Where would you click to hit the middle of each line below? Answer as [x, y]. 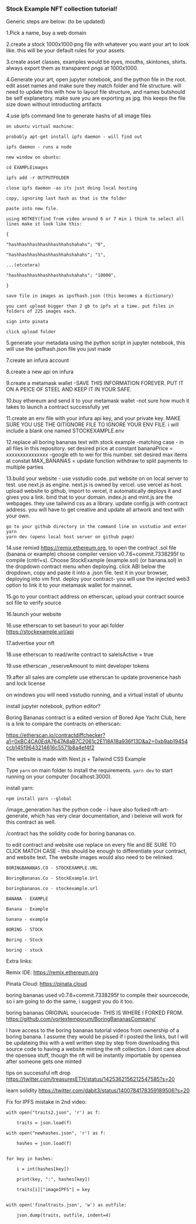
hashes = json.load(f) [44, 1144]
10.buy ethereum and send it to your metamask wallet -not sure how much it [98, 401]
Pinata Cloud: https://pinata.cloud [47, 984]
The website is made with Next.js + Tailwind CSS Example [76, 759]
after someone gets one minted [44, 1061]
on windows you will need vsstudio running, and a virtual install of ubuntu [94, 695]
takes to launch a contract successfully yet [58, 407]
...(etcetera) [23, 265]
